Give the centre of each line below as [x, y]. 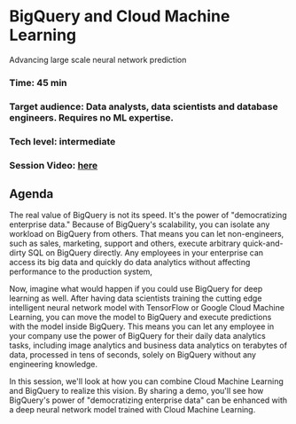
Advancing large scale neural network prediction [98, 59]
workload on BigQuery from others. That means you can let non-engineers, [147, 234]
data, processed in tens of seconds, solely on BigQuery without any [133, 355]
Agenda [31, 194]
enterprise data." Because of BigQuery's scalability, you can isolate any [140, 224]
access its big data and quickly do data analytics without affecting [130, 263]
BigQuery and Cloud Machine [120, 16]
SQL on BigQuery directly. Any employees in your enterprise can [146, 253]
